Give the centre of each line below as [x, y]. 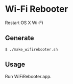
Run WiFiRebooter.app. [28, 76]
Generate [20, 38]
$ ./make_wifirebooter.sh [31, 49]
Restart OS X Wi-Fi [24, 23]
